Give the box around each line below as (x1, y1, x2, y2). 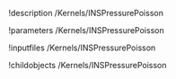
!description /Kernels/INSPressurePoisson (8, 8, 163, 18)
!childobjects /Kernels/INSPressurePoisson (8, 60, 167, 70)
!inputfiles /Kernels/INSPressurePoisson (8, 42, 156, 53)
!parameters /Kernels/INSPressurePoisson (8, 25, 164, 35)
